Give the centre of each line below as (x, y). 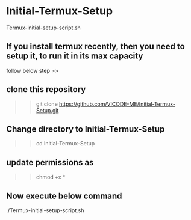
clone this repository (46, 89)
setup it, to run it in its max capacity (75, 56)
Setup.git (47, 110)
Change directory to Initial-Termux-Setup (86, 129)
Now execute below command (64, 196)
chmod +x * (51, 177)
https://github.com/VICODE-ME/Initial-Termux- (117, 104)
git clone (47, 104)
